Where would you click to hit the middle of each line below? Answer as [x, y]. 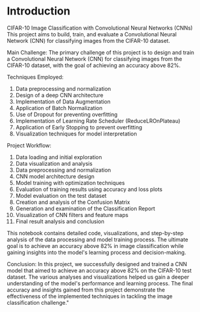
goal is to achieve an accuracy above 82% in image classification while [95, 245]
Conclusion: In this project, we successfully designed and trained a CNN [97, 264]
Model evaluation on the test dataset [61, 195]
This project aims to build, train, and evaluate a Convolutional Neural [92, 34]
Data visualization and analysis [54, 163]
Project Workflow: [29, 145]
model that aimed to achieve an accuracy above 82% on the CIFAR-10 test [99, 270]
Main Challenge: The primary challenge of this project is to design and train [101, 52]
